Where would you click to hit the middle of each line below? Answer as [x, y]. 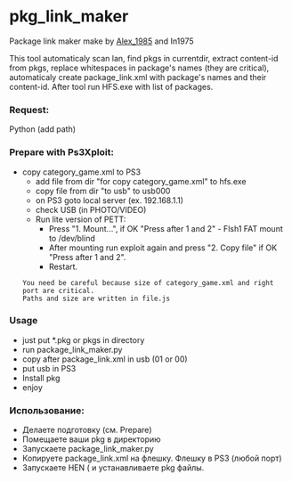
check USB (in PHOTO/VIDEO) [91, 209]
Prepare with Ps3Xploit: [61, 152]
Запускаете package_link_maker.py [88, 449]
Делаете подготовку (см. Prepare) [87, 430]
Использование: [47, 410]
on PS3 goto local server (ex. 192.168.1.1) [109, 200]
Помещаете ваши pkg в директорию [91, 439]
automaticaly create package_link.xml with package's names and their [138, 77]
